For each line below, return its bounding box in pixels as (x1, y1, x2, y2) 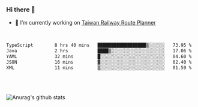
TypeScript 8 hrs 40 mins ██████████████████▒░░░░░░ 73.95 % (6, 42, 192, 49)
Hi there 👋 (6, 5, 36, 14)
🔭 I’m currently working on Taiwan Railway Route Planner (14, 19, 156, 26)
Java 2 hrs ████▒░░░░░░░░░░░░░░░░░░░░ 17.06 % (6, 48, 192, 54)
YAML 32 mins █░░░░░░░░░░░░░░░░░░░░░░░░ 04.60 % (6, 53, 192, 60)
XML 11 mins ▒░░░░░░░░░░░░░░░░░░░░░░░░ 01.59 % (6, 64, 192, 71)
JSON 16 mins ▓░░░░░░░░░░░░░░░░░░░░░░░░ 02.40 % (6, 59, 192, 65)
